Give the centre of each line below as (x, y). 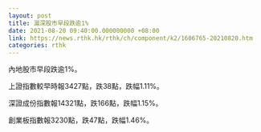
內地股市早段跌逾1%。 (45, 70)
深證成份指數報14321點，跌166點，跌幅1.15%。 (86, 103)
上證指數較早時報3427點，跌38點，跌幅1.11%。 (86, 86)
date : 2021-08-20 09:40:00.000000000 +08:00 (84, 30)
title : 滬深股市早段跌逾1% (49, 23)
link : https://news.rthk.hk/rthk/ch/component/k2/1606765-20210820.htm (130, 38)
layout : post (30, 16)
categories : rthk (37, 46)
